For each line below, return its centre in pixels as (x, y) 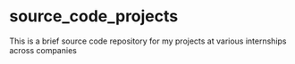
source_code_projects (94, 16)
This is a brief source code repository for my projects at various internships (148, 41)
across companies (43, 50)
